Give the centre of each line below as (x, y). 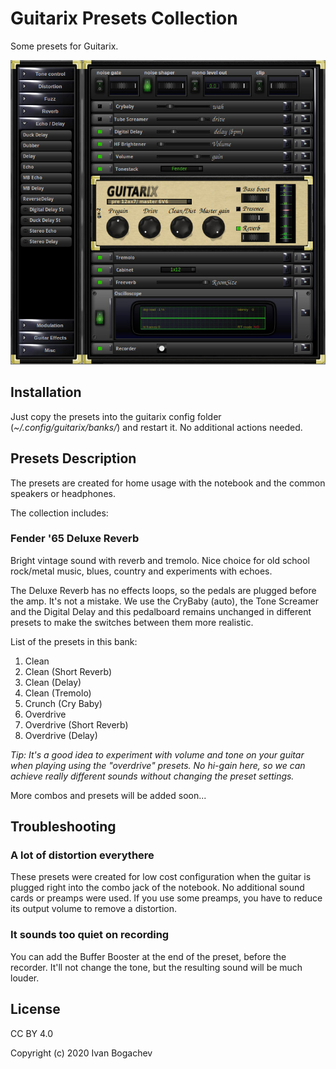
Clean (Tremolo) (58, 693)
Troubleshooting (63, 827)
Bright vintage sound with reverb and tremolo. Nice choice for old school (160, 560)
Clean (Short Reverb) (68, 671)
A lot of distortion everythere (82, 855)
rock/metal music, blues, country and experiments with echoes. (141, 571)
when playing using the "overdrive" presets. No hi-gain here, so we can (158, 765)
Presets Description (73, 458)
